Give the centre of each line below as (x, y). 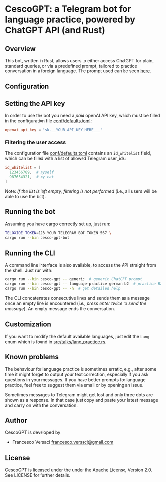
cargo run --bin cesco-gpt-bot (37, 238)
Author (16, 420)
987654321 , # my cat (32, 177)
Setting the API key (35, 103)
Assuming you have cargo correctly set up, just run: (58, 224)
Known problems (32, 357)
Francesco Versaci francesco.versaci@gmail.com (63, 442)
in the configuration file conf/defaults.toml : (49, 121)
